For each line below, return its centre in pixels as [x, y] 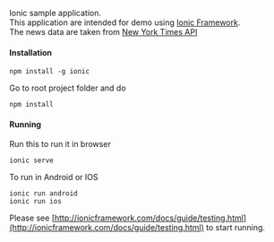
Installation [30, 52]
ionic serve [31, 160]
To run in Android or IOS [54, 177]
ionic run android [43, 194]
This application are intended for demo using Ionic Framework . [125, 22]
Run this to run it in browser [60, 144]
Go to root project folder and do [68, 88]
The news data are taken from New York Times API [103, 32]
